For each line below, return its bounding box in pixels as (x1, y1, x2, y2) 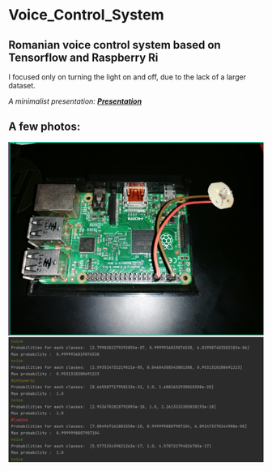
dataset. (8, 81, 36, 90)
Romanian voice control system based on (8, 38, 221, 52)
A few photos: (8, 120, 81, 134)
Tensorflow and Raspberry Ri (8, 50, 159, 64)
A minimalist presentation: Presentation (8, 96, 142, 106)
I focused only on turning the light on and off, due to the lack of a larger (8, 72, 247, 82)
